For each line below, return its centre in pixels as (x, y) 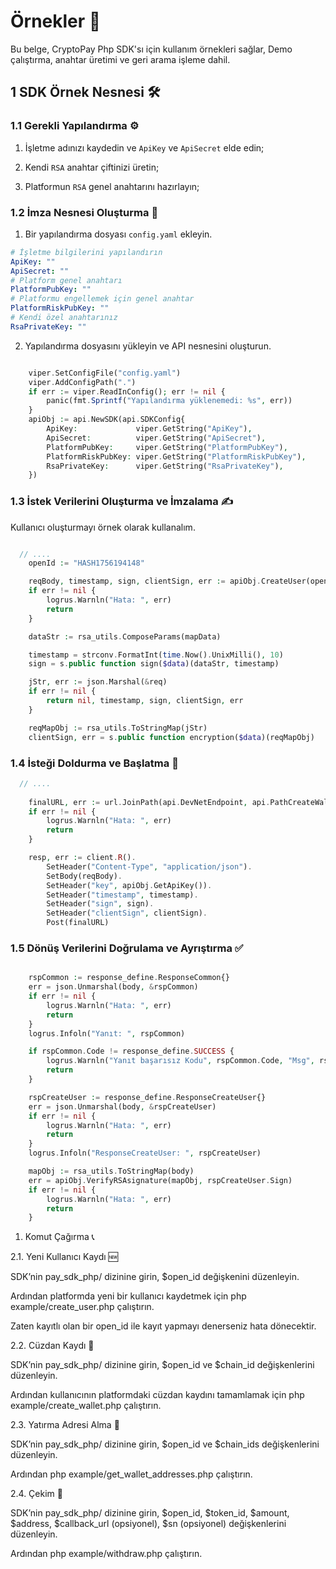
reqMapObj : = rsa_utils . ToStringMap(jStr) (118, 728)
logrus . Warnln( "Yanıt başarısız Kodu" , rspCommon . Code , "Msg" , (180, 1061)
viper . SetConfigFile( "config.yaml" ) (105, 373)
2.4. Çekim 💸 (36, 1494)
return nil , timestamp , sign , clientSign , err (145, 701)
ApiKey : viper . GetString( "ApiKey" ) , (149, 429)
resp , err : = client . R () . (82, 858)
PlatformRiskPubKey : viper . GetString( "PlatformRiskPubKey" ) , (176, 456)
